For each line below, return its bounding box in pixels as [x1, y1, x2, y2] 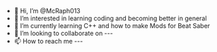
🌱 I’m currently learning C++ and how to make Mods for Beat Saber [13, 22, 211, 30]
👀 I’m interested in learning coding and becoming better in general [13, 14, 207, 22]
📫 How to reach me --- [13, 37, 83, 45]
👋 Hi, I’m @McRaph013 [13, 7, 81, 15]
